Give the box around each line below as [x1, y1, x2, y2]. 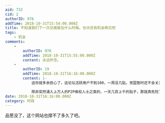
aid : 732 [5, 7, 23, 12]
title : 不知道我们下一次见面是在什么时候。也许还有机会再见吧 [5, 26, 116, 31]
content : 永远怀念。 [23, 58, 61, 62]
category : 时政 [5, 98, 35, 103]
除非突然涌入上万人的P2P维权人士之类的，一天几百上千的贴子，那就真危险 [31, 89, 159, 94]
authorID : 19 [23, 67, 50, 72]
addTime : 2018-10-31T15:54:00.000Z [5, 21, 78, 26]
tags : [5, 30, 16, 35]
